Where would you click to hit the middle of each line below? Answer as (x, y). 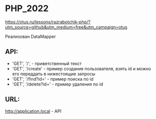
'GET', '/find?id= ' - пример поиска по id (53, 79)
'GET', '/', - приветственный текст (47, 63)
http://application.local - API (33, 111)
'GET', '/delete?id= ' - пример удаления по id (58, 84)
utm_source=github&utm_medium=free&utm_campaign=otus (66, 27)
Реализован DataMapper (30, 36)
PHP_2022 (27, 8)
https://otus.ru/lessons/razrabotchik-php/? (48, 22)
